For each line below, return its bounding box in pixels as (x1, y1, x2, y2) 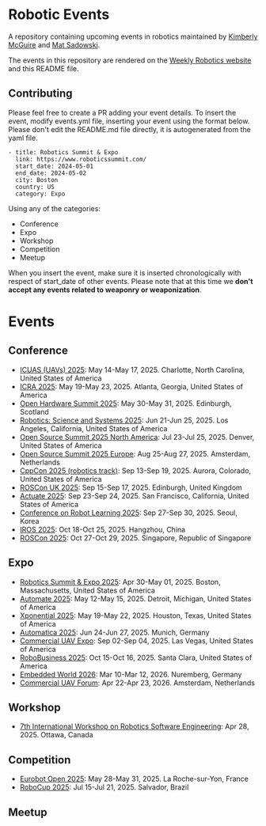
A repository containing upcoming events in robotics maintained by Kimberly (8, 32, 258, 41)
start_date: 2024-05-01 (15, 162, 93, 170)
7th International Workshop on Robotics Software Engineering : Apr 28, (19, 722, 249, 731)
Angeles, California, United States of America (19, 423, 168, 433)
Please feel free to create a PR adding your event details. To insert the (8, 108, 237, 117)
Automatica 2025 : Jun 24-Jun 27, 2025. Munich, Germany (19, 627, 210, 637)
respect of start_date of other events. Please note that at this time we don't (8, 276, 253, 286)
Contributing (8, 87, 73, 100)
